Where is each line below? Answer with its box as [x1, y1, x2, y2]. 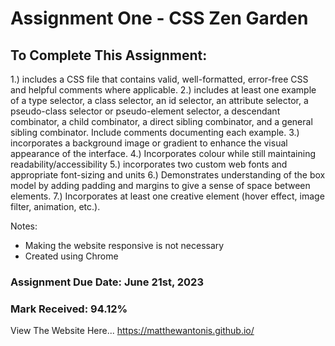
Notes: [10, 220, 38, 232]
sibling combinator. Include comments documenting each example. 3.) [10, 127, 300, 138]
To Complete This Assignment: [10, 47, 208, 64]
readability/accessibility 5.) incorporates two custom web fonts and [10, 158, 288, 170]
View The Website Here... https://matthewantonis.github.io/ [10, 325, 255, 337]
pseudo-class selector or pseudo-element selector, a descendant [10, 105, 281, 117]
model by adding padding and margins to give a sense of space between [10, 180, 311, 191]
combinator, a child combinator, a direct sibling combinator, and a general [10, 116, 313, 127]
